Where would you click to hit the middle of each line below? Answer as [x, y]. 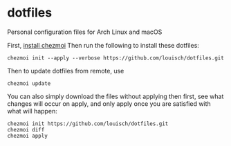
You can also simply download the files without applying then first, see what [115, 96]
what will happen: [32, 111]
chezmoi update [29, 83]
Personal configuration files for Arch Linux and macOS [85, 32]
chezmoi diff [26, 129]
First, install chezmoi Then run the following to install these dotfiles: [103, 45]
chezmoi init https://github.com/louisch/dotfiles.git [88, 124]
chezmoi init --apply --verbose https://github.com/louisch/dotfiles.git [116, 58]
